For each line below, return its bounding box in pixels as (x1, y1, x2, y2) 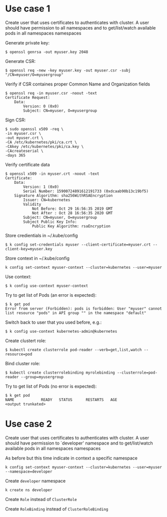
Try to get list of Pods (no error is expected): (5, 383, 97, 389)
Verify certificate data (5, 161, 50, 167)
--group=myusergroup (20, 374, 64, 380)
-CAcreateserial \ (5, 148, 43, 153)
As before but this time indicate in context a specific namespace (5, 455, 137, 461)
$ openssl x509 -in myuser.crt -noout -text (5, 171, 99, 176)
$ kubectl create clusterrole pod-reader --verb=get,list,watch (5, 347, 142, 352)
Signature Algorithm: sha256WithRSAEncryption (14, 193, 113, 198)
